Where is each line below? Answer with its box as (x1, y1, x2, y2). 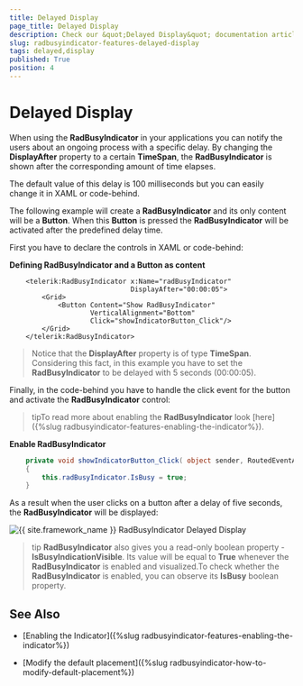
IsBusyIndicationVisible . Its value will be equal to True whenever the (31, 552, 289, 563)
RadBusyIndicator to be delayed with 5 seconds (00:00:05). (31, 367, 257, 378)
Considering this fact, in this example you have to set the (31, 357, 243, 368)
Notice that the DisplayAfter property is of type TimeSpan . (31, 348, 252, 359)
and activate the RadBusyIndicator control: (9, 394, 171, 405)
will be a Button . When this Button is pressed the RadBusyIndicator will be (9, 215, 289, 225)
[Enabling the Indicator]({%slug (22, 630, 140, 641)
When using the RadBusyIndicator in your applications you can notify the (9, 132, 283, 142)
